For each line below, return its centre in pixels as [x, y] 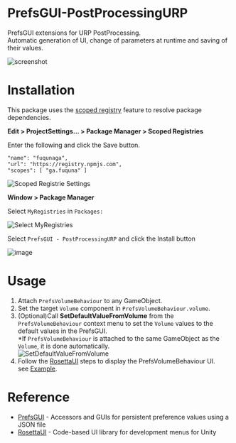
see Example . [37, 368]
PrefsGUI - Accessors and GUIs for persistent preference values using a [123, 417]
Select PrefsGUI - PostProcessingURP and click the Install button [101, 239]
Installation [41, 91]
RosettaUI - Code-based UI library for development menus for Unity [117, 432]
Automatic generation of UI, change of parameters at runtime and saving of [118, 40]
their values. [26, 48]
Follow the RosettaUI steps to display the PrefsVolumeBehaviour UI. [116, 361]
